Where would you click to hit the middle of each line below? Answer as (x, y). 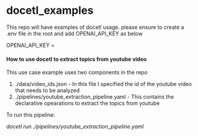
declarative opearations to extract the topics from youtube (87, 104)
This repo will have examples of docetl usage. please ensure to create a (95, 27)
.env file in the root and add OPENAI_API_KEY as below (75, 33)
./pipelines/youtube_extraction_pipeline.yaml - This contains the (94, 97)
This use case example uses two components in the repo (77, 72)
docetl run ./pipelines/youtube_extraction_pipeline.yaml (75, 126)
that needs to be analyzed (47, 90)
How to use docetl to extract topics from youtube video (77, 59)
